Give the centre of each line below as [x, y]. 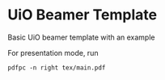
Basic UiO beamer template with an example [81, 37]
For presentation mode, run [53, 53]
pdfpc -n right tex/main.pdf [57, 67]
